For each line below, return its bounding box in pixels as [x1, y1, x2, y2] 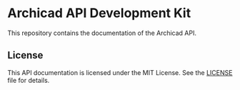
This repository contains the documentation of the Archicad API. [7, 29, 196, 37]
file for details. [7, 76, 50, 84]
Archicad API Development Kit [7, 5, 191, 21]
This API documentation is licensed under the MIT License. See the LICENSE [7, 68, 233, 76]
